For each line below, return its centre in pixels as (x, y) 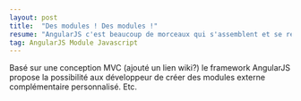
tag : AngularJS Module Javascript (74, 42)
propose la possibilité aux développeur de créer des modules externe (138, 78)
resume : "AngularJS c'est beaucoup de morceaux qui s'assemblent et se (146, 34)
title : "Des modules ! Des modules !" (84, 26)
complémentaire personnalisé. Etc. (73, 87)
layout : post (34, 17)
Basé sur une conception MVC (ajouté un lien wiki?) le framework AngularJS (150, 68)
